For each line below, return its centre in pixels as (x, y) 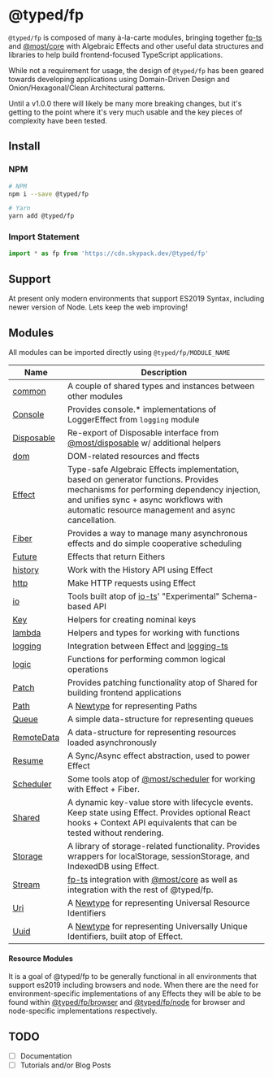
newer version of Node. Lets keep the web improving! (98, 307)
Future (25, 556)
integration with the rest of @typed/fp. (141, 890)
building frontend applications (125, 692)
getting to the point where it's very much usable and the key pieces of (126, 112)
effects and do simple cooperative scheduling (155, 543)
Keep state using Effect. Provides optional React (159, 812)
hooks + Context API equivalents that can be (152, 822)
